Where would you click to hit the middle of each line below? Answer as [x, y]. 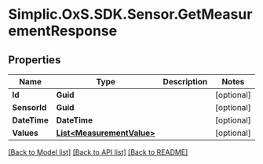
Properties [35, 60]
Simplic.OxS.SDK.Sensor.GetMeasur [130, 14]
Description [185, 82]
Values [26, 133]
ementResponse [63, 31]
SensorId [29, 107]
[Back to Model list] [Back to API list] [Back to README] [98, 152]
